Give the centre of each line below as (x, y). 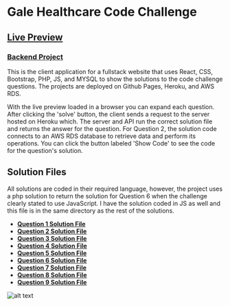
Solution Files (37, 172)
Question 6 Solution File (52, 260)
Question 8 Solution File (52, 274)
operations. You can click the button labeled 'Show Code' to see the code (111, 143)
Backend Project (35, 57)
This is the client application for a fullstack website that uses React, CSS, (110, 71)
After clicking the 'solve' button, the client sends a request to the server (108, 114)
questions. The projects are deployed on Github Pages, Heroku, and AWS (111, 86)
